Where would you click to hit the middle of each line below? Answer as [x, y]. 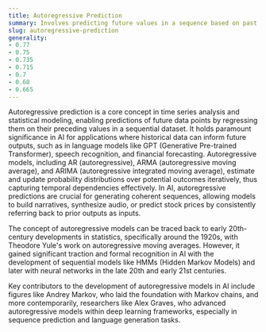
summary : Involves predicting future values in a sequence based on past [133, 23]
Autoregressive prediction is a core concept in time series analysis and [124, 112]
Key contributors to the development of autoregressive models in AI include [132, 286]
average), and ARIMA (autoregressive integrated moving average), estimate [132, 171]
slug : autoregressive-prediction [64, 30]
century [21, 237]
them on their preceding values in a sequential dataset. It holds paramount [130, 129]
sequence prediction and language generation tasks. [94, 320]
